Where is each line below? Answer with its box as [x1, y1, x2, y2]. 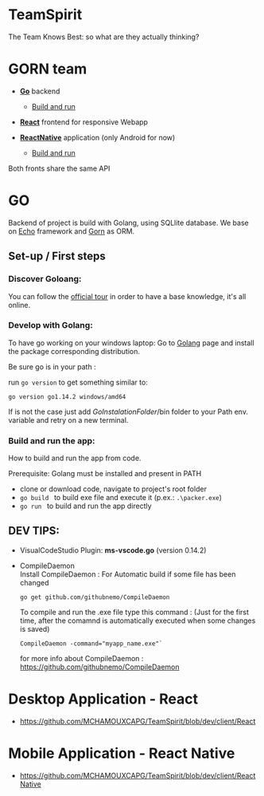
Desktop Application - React [8, 690, 199, 708]
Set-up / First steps [8, 250, 106, 263]
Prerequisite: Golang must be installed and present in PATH [8, 469, 202, 479]
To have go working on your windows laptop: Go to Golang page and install [8, 337, 254, 348]
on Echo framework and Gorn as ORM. [8, 226, 135, 236]
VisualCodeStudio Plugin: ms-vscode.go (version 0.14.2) [19, 545, 207, 555]
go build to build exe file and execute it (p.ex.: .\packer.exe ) [19, 493, 223, 502]
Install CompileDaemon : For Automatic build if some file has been [19, 569, 236, 579]
